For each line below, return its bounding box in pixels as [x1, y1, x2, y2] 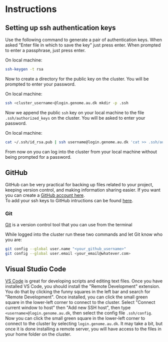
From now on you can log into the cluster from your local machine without [5, 149, 157, 155]
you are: [5, 236, 22, 242]
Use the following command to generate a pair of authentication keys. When [5, 37, 162, 43]
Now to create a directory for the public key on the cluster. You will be [5, 76, 149, 82]
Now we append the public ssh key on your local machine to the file [5, 109, 144, 116]
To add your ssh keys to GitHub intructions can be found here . [5, 198, 133, 204]
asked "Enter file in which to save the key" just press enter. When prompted [5, 42, 161, 48]
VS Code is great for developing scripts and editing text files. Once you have [5, 278, 163, 284]
